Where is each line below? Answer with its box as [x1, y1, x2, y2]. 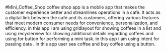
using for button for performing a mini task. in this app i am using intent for [5, 36, 159, 42]
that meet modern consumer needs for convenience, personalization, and [5, 20, 158, 26]
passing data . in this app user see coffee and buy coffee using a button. [5, 41, 155, 47]
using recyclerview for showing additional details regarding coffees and [5, 31, 153, 36]
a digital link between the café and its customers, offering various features [5, 15, 159, 20]
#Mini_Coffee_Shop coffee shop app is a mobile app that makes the [5, 4, 145, 10]
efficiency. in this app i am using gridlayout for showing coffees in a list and [5, 25, 161, 31]
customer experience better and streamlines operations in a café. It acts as [5, 9, 161, 15]
